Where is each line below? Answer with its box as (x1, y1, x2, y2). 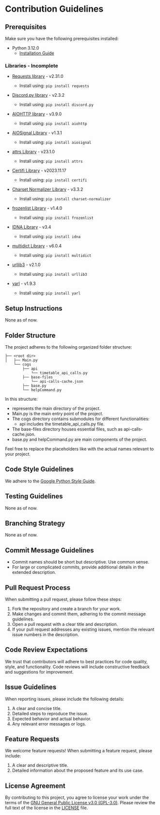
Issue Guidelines (5, 683, 57, 691)
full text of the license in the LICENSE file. (5, 805, 88, 811)
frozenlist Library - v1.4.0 (12, 205, 63, 211)
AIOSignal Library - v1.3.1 (12, 130, 62, 136)
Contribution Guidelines (5, 3, 104, 15)
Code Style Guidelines (5, 465, 74, 474)
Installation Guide (19, 50, 54, 56)
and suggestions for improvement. (5, 669, 74, 674)
